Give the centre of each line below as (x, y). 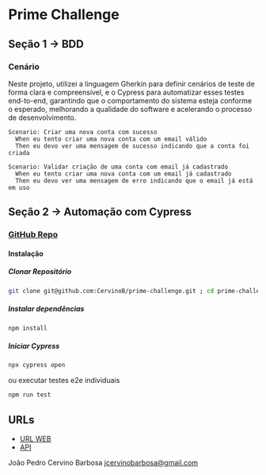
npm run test (30, 395)
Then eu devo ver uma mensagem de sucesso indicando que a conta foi (132, 146)
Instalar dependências (46, 309)
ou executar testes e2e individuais (64, 380)
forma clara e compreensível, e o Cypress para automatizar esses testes (126, 92)
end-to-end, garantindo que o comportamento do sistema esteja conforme (130, 100)
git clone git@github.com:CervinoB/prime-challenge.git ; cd (111, 291)
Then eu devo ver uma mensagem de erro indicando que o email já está (134, 180)
